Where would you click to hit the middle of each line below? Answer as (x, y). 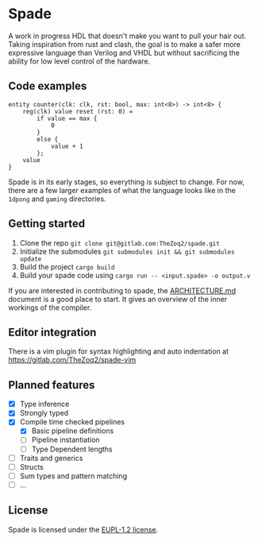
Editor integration (52, 332)
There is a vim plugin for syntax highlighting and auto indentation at (118, 351)
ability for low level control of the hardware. (79, 61)
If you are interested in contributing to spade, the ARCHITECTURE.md (122, 290)
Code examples (48, 86)
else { (48, 139)
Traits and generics (51, 458)
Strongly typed (44, 413)
